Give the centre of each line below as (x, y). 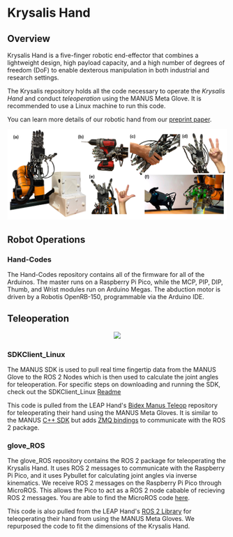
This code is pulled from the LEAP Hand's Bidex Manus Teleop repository (113, 405)
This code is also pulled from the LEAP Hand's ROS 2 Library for (99, 511)
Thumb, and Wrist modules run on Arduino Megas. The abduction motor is (114, 289)
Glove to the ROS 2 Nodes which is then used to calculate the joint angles (113, 377)
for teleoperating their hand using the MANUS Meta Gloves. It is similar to (113, 412)
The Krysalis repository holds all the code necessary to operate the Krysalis (116, 91)
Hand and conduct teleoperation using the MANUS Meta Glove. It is (104, 98)
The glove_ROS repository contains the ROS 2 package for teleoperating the (117, 461)
